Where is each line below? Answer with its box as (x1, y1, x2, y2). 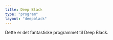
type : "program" (5, 12, 38, 17)
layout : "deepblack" (5, 16, 47, 21)
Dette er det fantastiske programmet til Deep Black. (5, 30, 109, 36)
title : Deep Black (5, 7, 43, 12)
